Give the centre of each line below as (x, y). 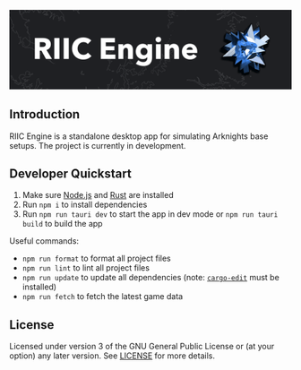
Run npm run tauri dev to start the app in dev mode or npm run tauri (150, 214)
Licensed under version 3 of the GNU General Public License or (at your (142, 347)
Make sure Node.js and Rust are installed (98, 195)
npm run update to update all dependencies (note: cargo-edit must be (150, 278)
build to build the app (62, 224)
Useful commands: (44, 241)
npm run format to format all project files (97, 258)
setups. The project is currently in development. (98, 145)
